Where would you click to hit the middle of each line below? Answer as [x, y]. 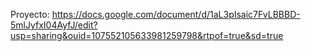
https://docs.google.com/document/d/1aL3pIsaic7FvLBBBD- [176, 14]
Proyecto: [30, 14]
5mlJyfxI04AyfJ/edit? [54, 25]
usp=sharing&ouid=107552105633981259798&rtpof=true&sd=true [147, 35]
